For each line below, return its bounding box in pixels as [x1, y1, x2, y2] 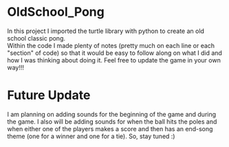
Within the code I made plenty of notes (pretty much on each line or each [7, 41, 215, 49]
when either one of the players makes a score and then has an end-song [7, 124, 213, 133]
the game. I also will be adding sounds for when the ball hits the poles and [7, 117, 217, 126]
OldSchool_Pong [7, 4, 105, 20]
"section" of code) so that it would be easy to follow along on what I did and [7, 49, 222, 57]
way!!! [7, 63, 25, 71]
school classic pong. [7, 34, 65, 42]
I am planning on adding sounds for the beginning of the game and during [7, 110, 217, 118]
